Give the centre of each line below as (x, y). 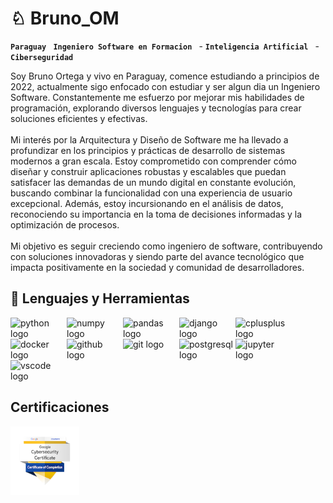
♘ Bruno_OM (65, 18)
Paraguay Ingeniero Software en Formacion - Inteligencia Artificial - (165, 46)
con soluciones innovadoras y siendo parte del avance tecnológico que (157, 256)
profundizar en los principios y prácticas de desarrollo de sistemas (148, 150)
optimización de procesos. (65, 224)
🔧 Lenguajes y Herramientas (100, 298)
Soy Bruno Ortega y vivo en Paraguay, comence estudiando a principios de (165, 76)
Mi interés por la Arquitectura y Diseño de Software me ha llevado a (149, 139)
